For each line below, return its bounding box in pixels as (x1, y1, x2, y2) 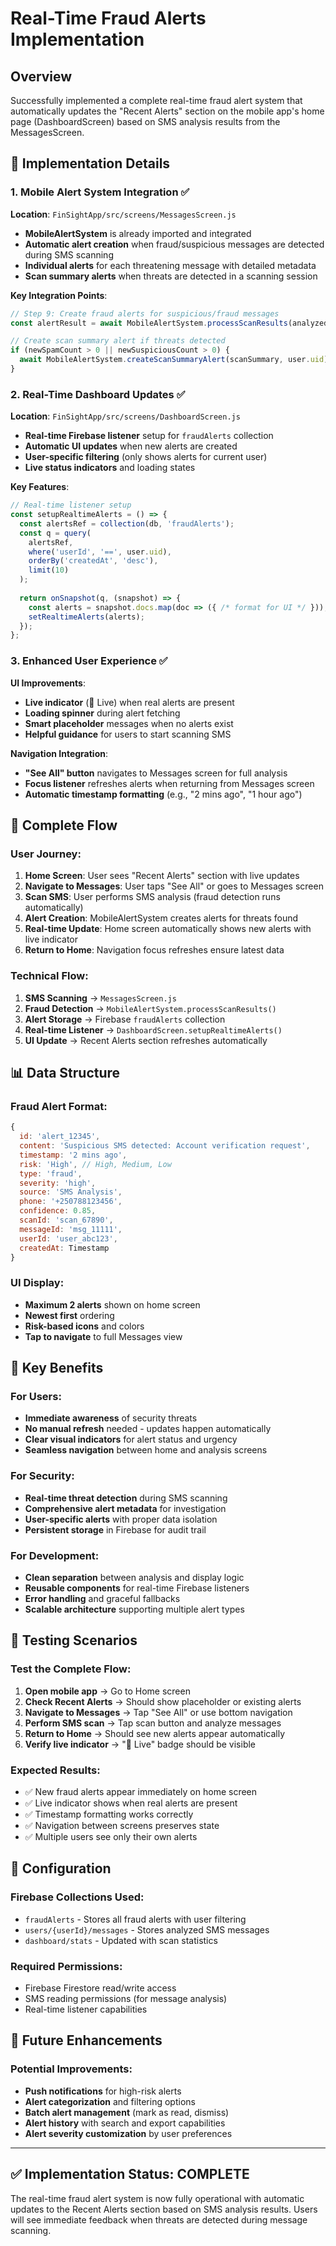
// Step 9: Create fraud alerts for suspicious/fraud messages (10, 308, 280, 319)
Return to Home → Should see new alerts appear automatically (24, 1727, 286, 1739)
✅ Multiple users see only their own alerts (24, 1831, 198, 1843)
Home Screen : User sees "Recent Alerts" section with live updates (24, 870, 300, 882)
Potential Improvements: (10, 2062, 133, 2076)
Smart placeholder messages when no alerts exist (24, 717, 234, 729)
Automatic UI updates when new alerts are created (24, 440, 238, 452)
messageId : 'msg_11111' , (19, 1224, 123, 1234)
